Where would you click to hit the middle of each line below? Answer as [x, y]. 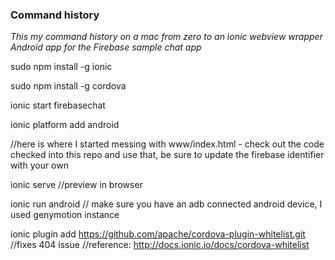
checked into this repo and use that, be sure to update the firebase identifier [167, 155]
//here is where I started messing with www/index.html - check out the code [167, 144]
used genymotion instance [65, 215]
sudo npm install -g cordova [68, 86]
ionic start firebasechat [58, 105]
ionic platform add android [65, 125]
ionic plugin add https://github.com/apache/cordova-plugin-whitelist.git [158, 234]
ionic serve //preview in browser [76, 185]
